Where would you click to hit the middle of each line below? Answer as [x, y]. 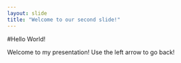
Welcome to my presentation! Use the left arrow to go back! [91, 52]
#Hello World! [26, 39]
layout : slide [27, 13]
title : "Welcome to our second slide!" [64, 20]
